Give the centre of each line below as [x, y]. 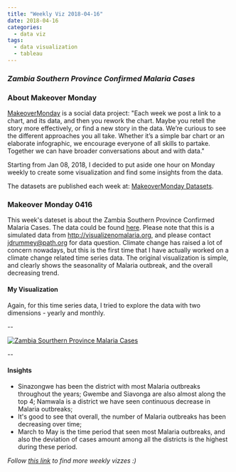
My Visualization [33, 289]
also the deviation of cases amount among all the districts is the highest [123, 439]
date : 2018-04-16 [33, 21]
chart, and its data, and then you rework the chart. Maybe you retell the [112, 121]
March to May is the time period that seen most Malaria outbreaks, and [121, 431]
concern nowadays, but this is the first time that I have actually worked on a [118, 251]
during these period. [48, 446]
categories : [25, 27]
